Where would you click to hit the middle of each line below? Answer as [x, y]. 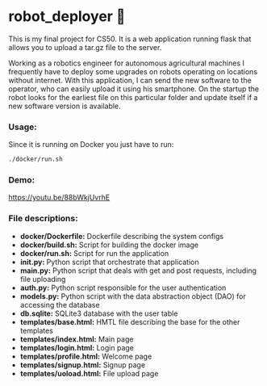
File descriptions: [43, 219]
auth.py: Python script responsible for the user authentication [123, 287]
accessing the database [60, 304]
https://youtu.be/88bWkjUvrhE [59, 198]
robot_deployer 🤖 [67, 17]
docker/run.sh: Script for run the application [94, 253]
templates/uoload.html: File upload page [89, 373]
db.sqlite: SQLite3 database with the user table [99, 313]
